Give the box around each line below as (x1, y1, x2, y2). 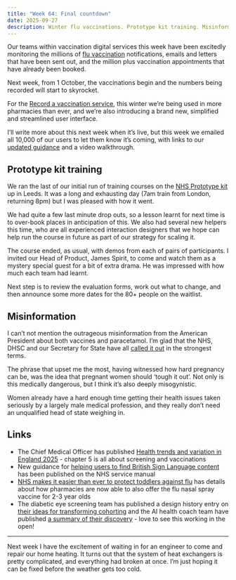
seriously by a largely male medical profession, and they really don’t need (7, 401, 221, 409)
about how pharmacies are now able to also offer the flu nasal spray (17, 485, 215, 493)
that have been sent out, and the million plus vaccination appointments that (7, 58, 225, 66)
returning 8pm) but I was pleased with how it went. (7, 197, 155, 206)
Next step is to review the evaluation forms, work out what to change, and (7, 282, 221, 291)
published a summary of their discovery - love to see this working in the (17, 514, 226, 523)
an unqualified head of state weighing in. (7, 409, 125, 416)
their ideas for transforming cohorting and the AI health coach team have (17, 507, 229, 515)
